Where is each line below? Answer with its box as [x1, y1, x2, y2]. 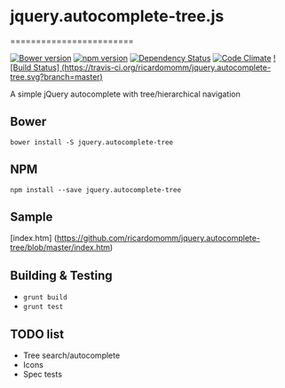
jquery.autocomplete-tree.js [10, 6, 225, 27]
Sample [10, 209, 53, 224]
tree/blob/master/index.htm [10, 242, 110, 253]
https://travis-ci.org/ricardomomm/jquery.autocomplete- [64, 62, 272, 73]
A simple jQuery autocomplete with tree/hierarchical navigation [10, 89, 241, 99]
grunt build [22, 293, 67, 302]
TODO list [10, 326, 65, 342]
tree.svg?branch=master [10, 71, 100, 81]
